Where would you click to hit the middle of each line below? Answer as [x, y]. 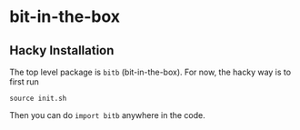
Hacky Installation [62, 50]
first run [24, 82]
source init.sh [38, 98]
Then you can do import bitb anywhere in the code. [108, 115]
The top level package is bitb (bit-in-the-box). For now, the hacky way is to [150, 72]
